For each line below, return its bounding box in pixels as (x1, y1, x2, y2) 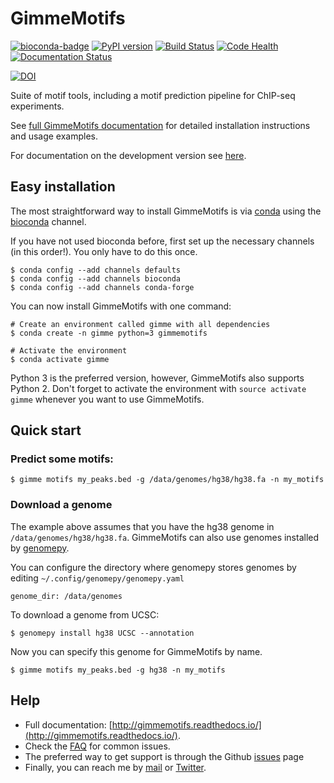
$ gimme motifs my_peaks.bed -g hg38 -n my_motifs (10, 665, 226, 675)
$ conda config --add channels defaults (10, 265, 182, 275)
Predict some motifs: (10, 452, 114, 466)
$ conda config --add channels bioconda (10, 273, 182, 284)
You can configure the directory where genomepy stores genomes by (10, 561, 297, 573)
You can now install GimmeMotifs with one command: (10, 300, 232, 312)
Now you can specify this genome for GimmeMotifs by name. (10, 645, 263, 657)
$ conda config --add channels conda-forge (10, 282, 195, 292)
